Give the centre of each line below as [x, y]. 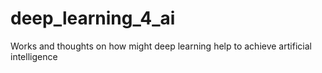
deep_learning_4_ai [93, 18]
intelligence [34, 56]
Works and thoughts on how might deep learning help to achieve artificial [161, 46]
